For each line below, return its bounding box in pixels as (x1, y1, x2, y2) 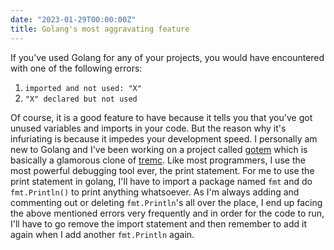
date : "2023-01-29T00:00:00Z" (10, 14, 137, 25)
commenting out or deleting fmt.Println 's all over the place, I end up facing (10, 196, 323, 208)
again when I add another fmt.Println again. (10, 228, 195, 240)
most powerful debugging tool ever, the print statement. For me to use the (10, 164, 315, 176)
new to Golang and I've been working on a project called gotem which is (10, 143, 308, 155)
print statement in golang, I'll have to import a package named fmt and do (10, 175, 313, 187)
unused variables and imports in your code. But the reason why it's (10, 122, 287, 134)
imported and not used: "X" (24, 83, 142, 93)
